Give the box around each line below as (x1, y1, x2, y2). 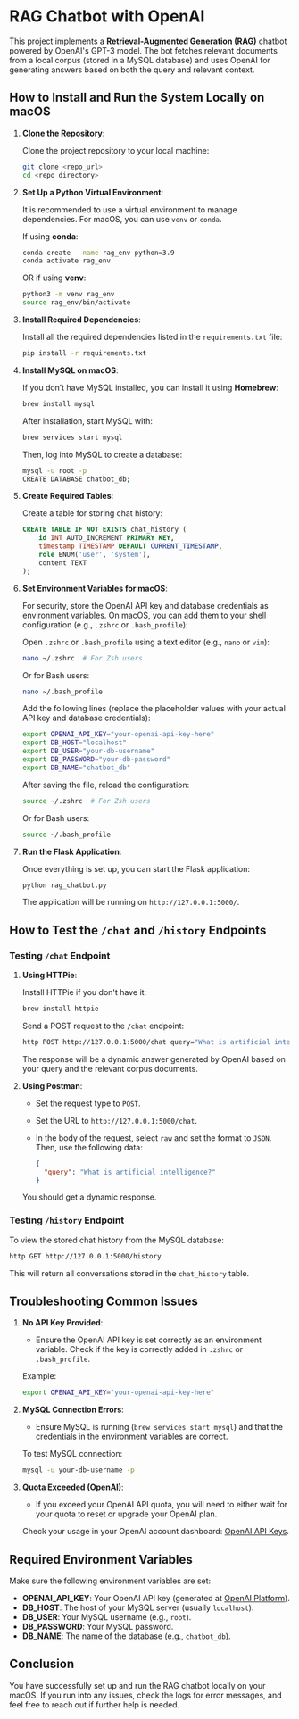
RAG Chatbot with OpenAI (9, 6, 205, 27)
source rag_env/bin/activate (21, 298, 131, 307)
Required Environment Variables (9, 1551, 194, 1567)
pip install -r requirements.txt (21, 349, 147, 358)
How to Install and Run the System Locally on (9, 90, 265, 105)
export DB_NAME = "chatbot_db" (21, 763, 131, 772)
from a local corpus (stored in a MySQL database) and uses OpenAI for (9, 54, 270, 65)
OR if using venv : (21, 272, 87, 283)
